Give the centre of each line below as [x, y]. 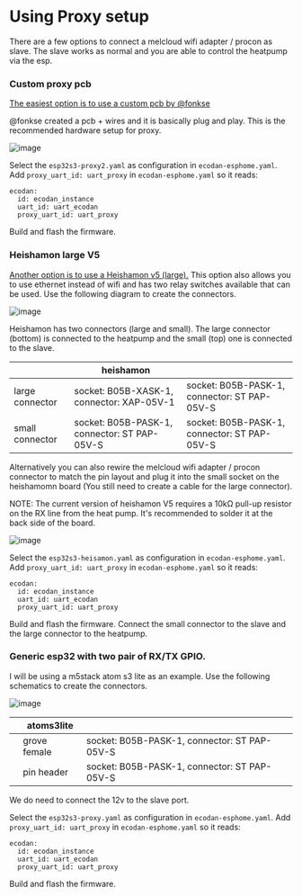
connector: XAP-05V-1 [124, 402]
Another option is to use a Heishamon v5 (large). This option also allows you [151, 274]
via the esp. [31, 60]
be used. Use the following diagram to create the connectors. [123, 293]
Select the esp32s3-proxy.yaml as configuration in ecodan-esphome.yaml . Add [150, 817]
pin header [46, 772]
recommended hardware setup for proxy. [85, 130]
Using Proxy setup [80, 17]
